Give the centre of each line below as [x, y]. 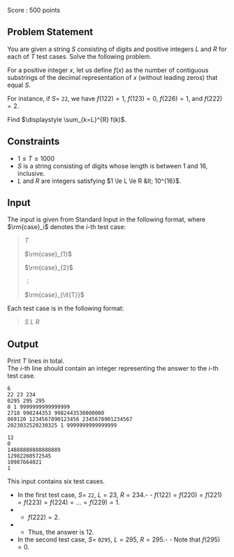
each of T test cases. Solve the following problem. [79, 56]
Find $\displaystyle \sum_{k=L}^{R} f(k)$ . [67, 119]
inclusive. [31, 173]
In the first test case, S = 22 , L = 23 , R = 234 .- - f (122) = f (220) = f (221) [119, 495]
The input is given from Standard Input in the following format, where [107, 219]
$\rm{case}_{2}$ [49, 268]
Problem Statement [50, 32]
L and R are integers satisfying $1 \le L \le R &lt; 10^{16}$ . [99, 181]
